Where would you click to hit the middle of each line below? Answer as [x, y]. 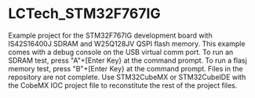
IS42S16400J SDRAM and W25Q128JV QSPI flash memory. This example [127, 43]
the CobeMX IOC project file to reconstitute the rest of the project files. [123, 85]
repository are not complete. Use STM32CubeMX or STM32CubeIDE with [127, 77]
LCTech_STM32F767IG [84, 14]
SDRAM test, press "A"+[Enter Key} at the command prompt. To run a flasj [127, 60]
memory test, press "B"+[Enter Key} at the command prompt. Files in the [126, 68]
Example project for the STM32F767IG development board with [111, 35]
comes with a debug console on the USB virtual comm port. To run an [121, 52]
